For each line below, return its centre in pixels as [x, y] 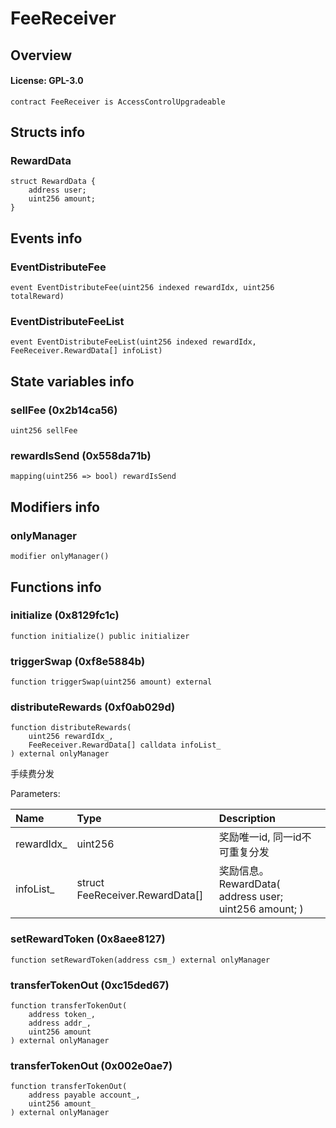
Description [247, 819]
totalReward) [37, 297]
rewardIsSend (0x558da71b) [81, 456]
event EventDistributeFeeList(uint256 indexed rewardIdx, [133, 342]
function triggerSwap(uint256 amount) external [111, 682]
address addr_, [60, 1023]
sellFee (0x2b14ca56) [64, 410]
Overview [41, 55]
